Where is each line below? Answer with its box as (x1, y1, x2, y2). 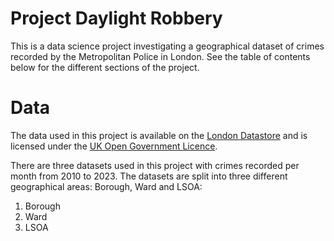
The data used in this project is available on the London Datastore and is (10, 129, 308, 141)
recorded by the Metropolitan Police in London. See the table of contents (10, 50, 311, 62)
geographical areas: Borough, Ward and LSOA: (10, 180, 203, 192)
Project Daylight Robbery (10, 7, 223, 30)
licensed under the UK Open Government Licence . (10, 140, 218, 152)
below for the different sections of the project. (10, 61, 200, 73)
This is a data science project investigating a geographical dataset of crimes (10, 40, 325, 52)
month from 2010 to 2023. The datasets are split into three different (10, 170, 288, 182)
